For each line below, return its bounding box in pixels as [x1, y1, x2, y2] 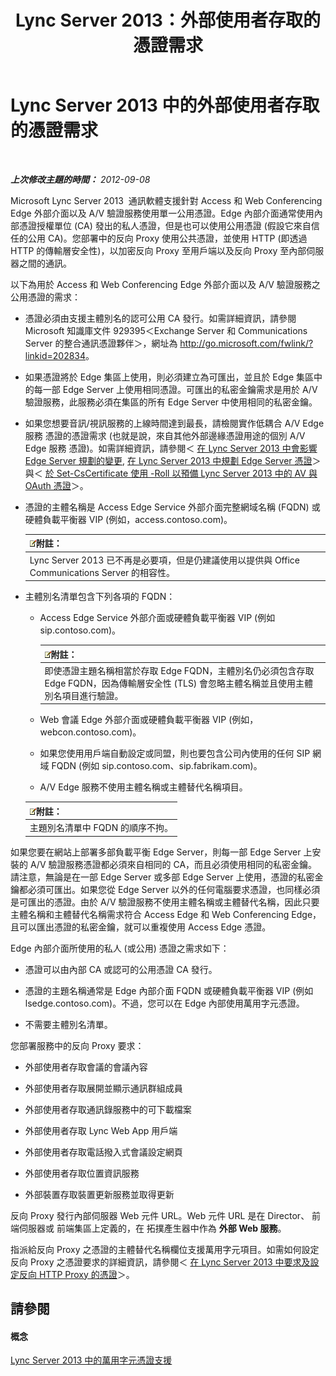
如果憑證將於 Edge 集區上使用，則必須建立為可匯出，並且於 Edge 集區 [24, 371, 315, 383]
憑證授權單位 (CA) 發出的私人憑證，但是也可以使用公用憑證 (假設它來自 [18, 219, 312, 231]
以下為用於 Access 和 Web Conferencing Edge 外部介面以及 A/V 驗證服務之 [10, 278, 321, 290]
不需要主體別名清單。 [24, 1018, 113, 1030]
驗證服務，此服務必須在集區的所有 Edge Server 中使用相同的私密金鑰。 [24, 396, 318, 408]
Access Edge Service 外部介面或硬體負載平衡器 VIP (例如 [39, 612, 276, 624]
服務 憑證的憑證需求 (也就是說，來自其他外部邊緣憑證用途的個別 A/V [24, 429, 306, 441]
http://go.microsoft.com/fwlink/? [179, 337, 314, 349]
